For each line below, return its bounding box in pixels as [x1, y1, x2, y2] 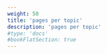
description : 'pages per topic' [7, 23, 101, 30]
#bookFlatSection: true [7, 36, 77, 43]
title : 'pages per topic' [7, 17, 83, 24]
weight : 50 [7, 10, 39, 18]
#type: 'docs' [7, 29, 49, 37]
